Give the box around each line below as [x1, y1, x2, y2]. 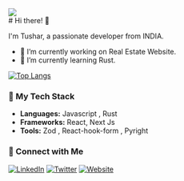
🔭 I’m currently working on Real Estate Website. [19, 47, 177, 56]
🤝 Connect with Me [8, 146, 84, 157]
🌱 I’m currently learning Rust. [19, 55, 116, 65]
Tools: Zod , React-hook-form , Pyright [19, 126, 149, 135]
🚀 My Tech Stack [8, 90, 75, 102]
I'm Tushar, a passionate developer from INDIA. [8, 31, 164, 41]
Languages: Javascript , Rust [19, 109, 118, 119]
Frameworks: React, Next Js [19, 118, 115, 127]
